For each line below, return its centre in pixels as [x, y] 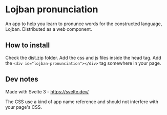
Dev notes [22, 79]
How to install [28, 45]
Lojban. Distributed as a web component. [49, 29]
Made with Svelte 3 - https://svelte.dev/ [47, 91]
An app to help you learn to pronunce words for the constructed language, [84, 24]
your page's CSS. [24, 107]
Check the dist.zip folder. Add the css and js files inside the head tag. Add [83, 57]
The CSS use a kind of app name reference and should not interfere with [82, 102]
